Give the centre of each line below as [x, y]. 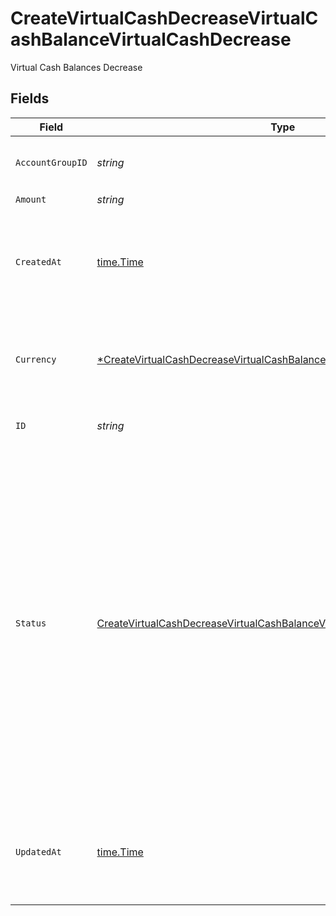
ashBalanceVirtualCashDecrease [151, 39]
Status [31, 623]
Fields [30, 98]
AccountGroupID [51, 162]
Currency [36, 359]
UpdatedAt [38, 851]
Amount [31, 200]
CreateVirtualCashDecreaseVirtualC [164, 18]
